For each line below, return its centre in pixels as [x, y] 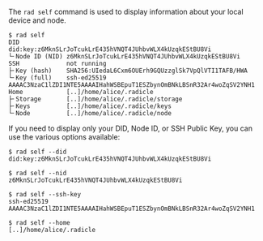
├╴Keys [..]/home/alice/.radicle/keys [90, 106]
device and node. [37, 20]
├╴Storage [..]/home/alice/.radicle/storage [95, 99]
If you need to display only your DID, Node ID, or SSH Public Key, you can [131, 128]
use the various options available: [64, 137]
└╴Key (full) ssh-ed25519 [57, 78]
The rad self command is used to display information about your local [126, 12]
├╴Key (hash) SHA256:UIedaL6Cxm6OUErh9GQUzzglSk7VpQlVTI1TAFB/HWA [128, 71]
